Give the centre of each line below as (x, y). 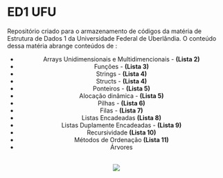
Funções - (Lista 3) (122, 66)
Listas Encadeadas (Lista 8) (122, 117)
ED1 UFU (32, 12)
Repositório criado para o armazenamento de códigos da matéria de (105, 31)
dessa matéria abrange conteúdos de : (62, 46)
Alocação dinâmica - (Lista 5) (122, 96)
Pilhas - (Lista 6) (122, 103)
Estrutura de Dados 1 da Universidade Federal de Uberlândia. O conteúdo (112, 38)
